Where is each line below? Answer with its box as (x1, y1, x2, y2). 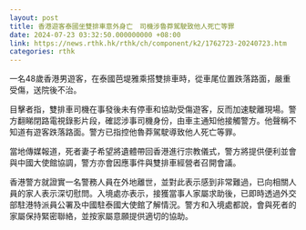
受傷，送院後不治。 (9, 85, 82, 95)
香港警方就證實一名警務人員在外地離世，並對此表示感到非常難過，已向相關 (9, 176, 289, 187)
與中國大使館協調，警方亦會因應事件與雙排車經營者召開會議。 (9, 157, 241, 168)
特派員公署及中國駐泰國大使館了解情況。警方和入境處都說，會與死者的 (33, 199, 297, 210)
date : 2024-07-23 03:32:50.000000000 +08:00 (9, 30, 181, 39)
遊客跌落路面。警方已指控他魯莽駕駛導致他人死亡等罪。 (33, 126, 241, 137)
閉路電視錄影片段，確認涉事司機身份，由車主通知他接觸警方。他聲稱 (33, 115, 289, 126)
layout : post (9, 13, 59, 23)
